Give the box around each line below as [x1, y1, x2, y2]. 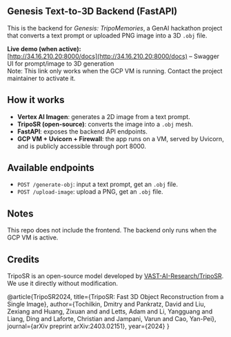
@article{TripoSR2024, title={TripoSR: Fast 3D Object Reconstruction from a [7, 293, 224, 301]
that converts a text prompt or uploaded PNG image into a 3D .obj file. [7, 31, 208, 39]
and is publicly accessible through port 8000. [17, 142, 147, 150]
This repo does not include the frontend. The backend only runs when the [7, 226, 217, 235]
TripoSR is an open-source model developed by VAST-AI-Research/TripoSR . [7, 272, 224, 280]
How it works [7, 94, 65, 106]
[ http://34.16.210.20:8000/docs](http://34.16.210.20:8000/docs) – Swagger [7, 52, 219, 60]
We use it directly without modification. [7, 280, 119, 288]
